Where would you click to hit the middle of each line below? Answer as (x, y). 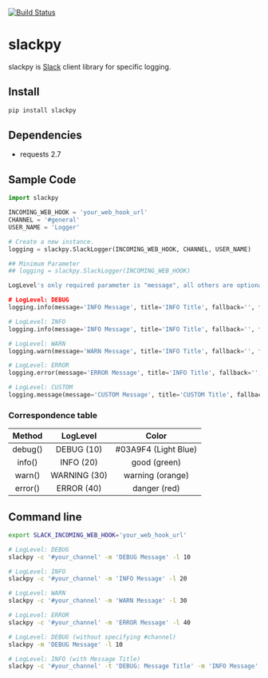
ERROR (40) (79, 489)
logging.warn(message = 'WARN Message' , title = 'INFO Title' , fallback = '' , (132, 351)
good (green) (156, 462)
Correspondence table (53, 415)
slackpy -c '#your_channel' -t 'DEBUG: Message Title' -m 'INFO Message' (134, 666)
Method (28, 436)
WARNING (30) (79, 476)
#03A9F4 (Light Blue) (156, 449)
